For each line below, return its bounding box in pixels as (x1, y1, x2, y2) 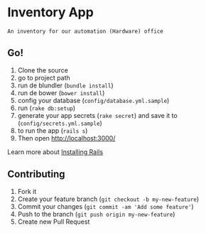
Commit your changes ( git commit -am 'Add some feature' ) (17, 202, 194, 210)
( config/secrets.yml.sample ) (17, 119, 102, 127)
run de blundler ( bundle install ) (17, 81, 114, 90)
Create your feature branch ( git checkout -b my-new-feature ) (17, 195, 200, 203)
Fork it (17, 187, 37, 195)
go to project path (17, 73, 70, 82)
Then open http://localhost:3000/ (17, 134, 116, 142)
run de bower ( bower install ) (17, 88, 105, 97)
